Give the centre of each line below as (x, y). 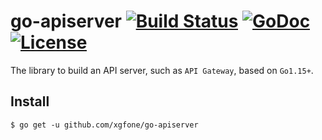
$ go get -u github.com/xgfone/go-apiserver (104, 125)
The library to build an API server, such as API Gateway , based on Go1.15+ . (162, 70)
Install (30, 101)
